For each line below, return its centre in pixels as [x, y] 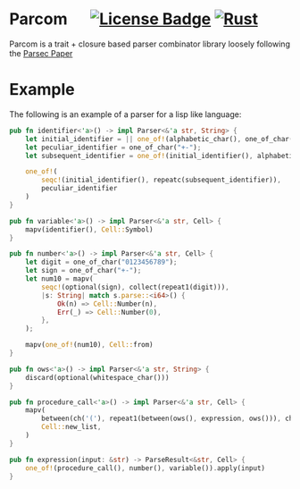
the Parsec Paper [41, 53]
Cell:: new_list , [71, 427]
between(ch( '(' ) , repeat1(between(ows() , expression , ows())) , [161, 419]
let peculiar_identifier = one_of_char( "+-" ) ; [113, 148]
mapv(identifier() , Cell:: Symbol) [89, 229]
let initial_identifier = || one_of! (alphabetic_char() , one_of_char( [159, 139]
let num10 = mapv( [59, 279]
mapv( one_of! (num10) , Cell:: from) [89, 345]
